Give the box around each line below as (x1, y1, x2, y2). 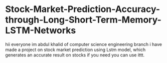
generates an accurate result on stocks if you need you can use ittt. (5, 51, 145, 58)
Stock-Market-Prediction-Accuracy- (5, 3, 160, 15)
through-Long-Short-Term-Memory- (5, 14, 161, 25)
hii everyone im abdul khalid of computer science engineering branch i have (5, 41, 162, 47)
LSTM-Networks (5, 25, 76, 36)
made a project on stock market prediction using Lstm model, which (5, 46, 146, 52)
